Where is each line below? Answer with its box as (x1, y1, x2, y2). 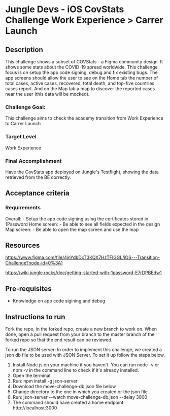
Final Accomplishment (5, 157, 62, 164)
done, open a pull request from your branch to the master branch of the (5, 331, 155, 337)
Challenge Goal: (5, 103, 46, 110)
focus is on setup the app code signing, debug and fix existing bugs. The (5, 69, 158, 75)
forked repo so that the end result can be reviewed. (5, 337, 113, 343)
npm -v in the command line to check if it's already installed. (12, 367, 140, 373)
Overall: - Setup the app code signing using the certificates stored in (5, 215, 149, 221)
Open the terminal (12, 372, 51, 379)
